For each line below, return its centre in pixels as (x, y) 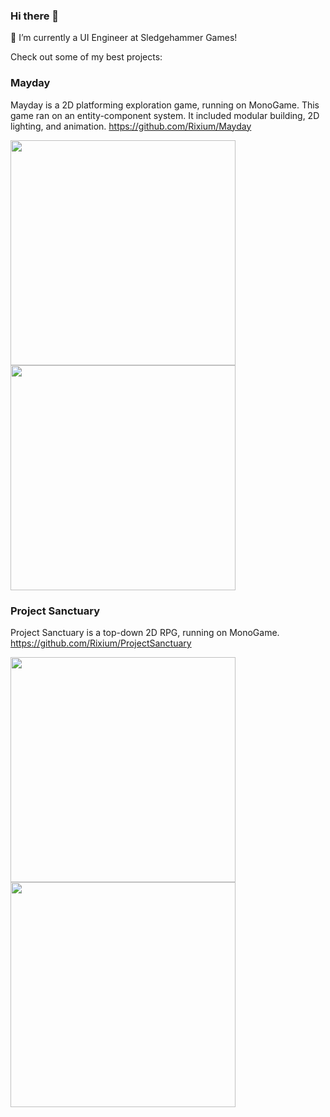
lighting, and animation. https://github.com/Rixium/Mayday (131, 126)
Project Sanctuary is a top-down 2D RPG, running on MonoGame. (145, 632)
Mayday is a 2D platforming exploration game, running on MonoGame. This (165, 105)
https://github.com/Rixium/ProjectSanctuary (101, 643)
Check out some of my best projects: (86, 57)
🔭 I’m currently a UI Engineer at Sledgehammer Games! (124, 38)
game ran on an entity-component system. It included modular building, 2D (165, 115)
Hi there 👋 (35, 16)
